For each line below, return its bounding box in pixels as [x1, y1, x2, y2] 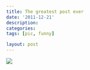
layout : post [6, 42, 39, 47]
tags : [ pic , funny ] [6, 31, 55, 37]
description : [6, 20, 39, 26]
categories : [6, 25, 36, 31]
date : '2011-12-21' [6, 14, 55, 20]
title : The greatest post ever [6, 8, 84, 15]
